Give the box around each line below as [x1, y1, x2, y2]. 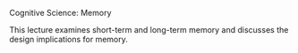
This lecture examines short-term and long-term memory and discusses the [9, 25, 289, 34]
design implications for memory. [9, 34, 128, 44]
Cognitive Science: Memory [9, 8, 112, 18]
